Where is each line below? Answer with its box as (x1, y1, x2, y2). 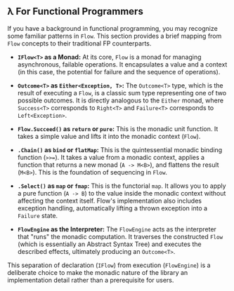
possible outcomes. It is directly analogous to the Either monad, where (17, 96, 223, 104)
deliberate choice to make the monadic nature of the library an (7, 268, 188, 276)
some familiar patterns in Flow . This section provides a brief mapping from (7, 32, 222, 40)
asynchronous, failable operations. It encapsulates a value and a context (17, 60, 228, 69)
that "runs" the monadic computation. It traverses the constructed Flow (17, 232, 223, 241)
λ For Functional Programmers (7, 6, 144, 18)
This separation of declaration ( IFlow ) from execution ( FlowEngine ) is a (7, 261, 211, 269)
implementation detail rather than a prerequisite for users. (7, 276, 174, 284)
